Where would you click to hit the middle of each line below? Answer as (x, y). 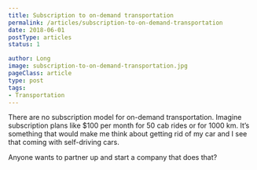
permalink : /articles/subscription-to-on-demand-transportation (116, 23)
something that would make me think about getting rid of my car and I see (128, 134)
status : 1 (24, 45)
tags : (17, 88)
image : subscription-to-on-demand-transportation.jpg (98, 66)
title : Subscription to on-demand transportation (91, 15)
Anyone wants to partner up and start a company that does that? (113, 157)
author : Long (29, 59)
